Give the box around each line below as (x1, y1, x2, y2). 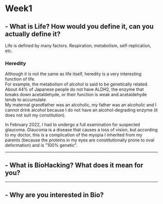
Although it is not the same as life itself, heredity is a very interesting (5, 71, 142, 77)
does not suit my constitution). (5, 112, 66, 118)
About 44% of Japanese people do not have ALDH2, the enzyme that (5, 86, 144, 92)
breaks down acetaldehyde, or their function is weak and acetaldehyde (5, 92, 147, 98)
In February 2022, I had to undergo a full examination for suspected (5, 122, 140, 128)
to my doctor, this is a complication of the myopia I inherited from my (5, 132, 143, 138)
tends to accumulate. (5, 97, 48, 102)
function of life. (5, 76, 35, 82)
